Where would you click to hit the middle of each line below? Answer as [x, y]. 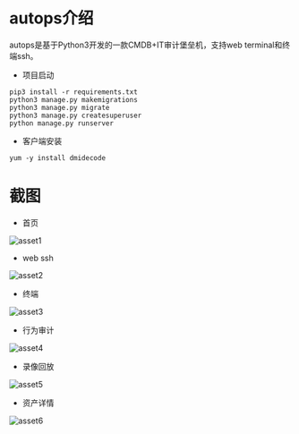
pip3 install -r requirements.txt [74, 92]
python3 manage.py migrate [60, 107]
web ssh [38, 258]
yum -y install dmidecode [57, 157]
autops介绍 [51, 18]
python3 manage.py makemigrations [74, 99]
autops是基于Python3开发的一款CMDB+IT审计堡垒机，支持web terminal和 [146, 45]
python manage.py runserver [62, 123]
